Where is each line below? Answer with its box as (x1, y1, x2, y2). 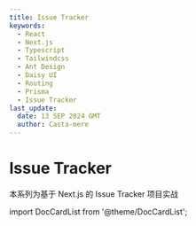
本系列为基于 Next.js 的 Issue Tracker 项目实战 (9, 188, 179, 199)
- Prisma (17, 87, 50, 96)
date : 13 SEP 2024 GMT (17, 112, 101, 121)
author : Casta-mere (17, 121, 90, 129)
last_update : (9, 104, 58, 113)
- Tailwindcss (17, 54, 69, 63)
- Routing (17, 79, 53, 88)
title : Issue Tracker (9, 12, 90, 22)
